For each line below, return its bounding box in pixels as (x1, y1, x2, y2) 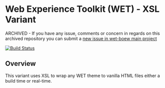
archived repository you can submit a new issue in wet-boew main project (5, 36, 157, 42)
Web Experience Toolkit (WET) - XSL (5, 3, 160, 15)
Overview (5, 59, 36, 68)
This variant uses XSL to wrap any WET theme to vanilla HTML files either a (5, 73, 161, 79)
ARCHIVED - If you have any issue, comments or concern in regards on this (5, 30, 161, 36)
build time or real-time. (5, 78, 52, 84)
